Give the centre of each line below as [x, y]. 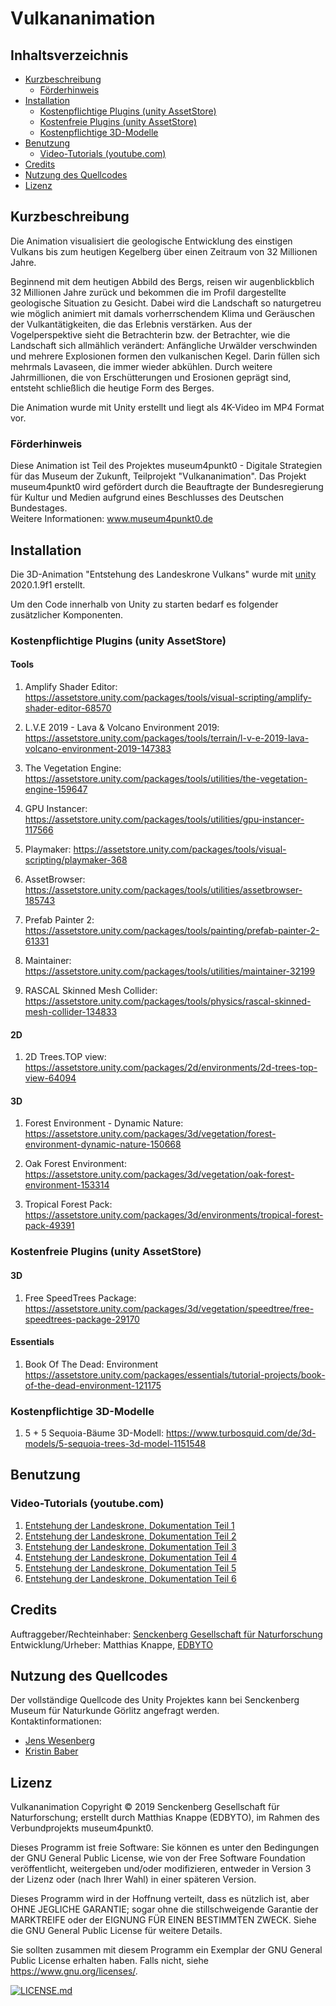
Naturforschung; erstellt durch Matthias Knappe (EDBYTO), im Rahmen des [165, 1818]
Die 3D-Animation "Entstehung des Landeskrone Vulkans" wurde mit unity [163, 574]
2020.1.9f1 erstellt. [48, 584]
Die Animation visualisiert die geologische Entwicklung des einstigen [151, 241]
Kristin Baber [51, 1751]
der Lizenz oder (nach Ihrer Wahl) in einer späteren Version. [133, 1879]
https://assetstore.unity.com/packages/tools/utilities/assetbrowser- [163, 890]
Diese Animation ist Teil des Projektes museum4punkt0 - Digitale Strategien [166, 466]
